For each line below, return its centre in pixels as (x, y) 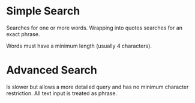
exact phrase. (23, 34)
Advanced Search (52, 70)
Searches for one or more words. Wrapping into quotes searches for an (94, 28)
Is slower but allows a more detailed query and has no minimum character (97, 87)
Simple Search (43, 11)
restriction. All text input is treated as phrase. (62, 93)
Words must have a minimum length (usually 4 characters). (79, 46)
